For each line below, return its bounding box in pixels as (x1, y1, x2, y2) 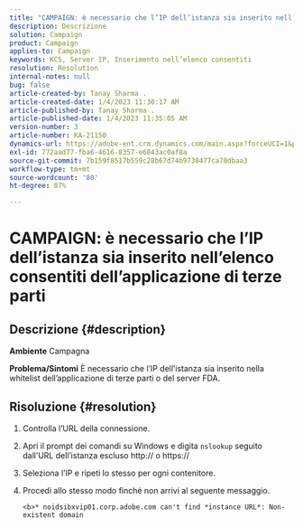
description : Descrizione (9, 22, 106, 31)
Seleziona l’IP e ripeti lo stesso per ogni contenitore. (22, 467, 216, 478)
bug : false (9, 80, 50, 89)
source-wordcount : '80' (9, 173, 99, 182)
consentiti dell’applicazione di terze (9, 267, 282, 287)
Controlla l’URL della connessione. (22, 422, 151, 434)
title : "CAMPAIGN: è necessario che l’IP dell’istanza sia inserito (9, 13, 272, 23)
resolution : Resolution (9, 64, 99, 73)
